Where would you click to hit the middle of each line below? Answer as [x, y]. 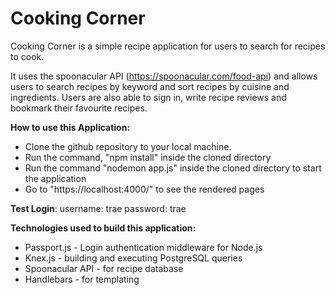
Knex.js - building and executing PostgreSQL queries [133, 258]
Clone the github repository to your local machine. [128, 146]
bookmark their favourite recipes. [79, 108]
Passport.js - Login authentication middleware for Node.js [143, 247]
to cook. [27, 56]
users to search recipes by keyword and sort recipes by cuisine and [150, 86]
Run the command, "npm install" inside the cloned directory [148, 157]
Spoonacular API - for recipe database [104, 268]
